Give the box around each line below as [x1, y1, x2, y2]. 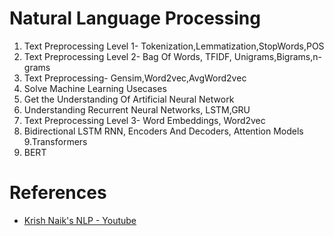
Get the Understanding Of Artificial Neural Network [23, 93, 235, 105]
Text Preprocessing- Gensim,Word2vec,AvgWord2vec [23, 72, 247, 84]
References [9, 182, 107, 204]
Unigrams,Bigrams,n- [233, 50, 322, 62]
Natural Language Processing [9, 7, 261, 30]
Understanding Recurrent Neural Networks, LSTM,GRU [23, 103, 251, 116]
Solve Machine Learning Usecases [23, 82, 167, 94]
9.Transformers [23, 135, 88, 147]
